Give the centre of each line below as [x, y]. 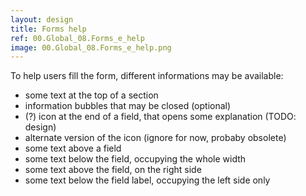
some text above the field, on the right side [113, 170]
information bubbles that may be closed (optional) [128, 106]
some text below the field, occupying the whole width [135, 159]
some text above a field [73, 148]
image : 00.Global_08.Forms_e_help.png [91, 47]
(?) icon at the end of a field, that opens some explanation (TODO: [160, 117]
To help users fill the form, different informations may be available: [147, 76]
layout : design [42, 19]
